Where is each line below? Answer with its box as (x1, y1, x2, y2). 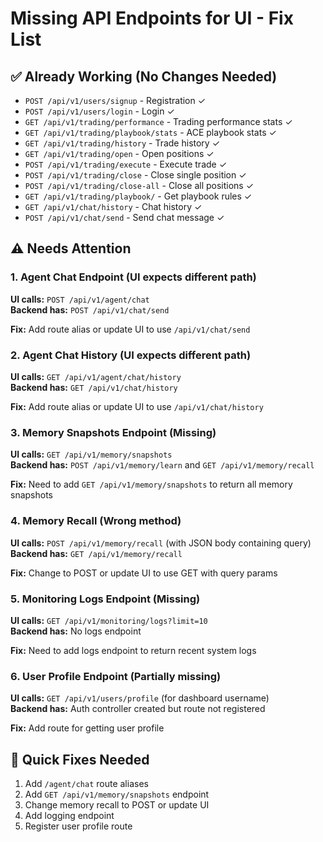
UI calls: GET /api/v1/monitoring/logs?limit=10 (10, 614, 208, 626)
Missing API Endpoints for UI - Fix (10, 7, 294, 30)
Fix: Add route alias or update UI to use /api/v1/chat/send (10, 323, 251, 335)
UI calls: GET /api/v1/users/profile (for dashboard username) (10, 692, 270, 704)
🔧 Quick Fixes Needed (10, 751, 150, 768)
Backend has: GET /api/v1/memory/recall (10, 547, 183, 559)
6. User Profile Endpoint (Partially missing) (10, 669, 222, 683)
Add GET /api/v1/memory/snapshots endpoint (24, 788, 210, 800)
